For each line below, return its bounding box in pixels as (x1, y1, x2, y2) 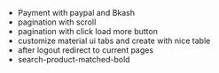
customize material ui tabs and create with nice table (17, 35, 211, 46)
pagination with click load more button (17, 26, 158, 36)
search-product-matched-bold (17, 55, 130, 64)
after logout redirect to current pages (17, 45, 153, 55)
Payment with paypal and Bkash (17, 8, 136, 18)
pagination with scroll (17, 17, 97, 27)
